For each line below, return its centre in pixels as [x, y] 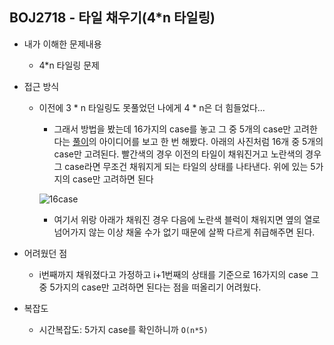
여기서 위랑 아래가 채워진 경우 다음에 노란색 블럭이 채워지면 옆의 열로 [187, 219]
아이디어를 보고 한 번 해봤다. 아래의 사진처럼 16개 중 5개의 [211, 141]
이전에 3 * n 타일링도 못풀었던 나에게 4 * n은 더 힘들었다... [152, 107]
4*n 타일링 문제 [69, 65]
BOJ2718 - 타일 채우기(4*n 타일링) [112, 18]
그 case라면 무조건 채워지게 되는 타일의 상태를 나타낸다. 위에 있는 [181, 166]
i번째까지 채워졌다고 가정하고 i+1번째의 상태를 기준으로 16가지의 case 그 [178, 274]
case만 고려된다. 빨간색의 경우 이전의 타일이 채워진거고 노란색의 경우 [187, 154]
